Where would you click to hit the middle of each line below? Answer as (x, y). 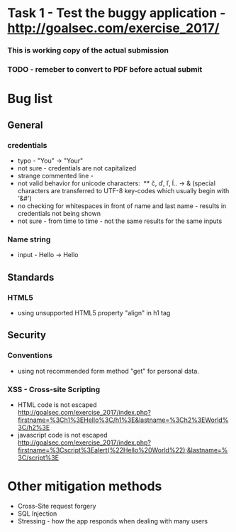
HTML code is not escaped (57, 405)
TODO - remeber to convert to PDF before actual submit (105, 70)
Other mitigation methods (85, 486)
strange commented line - (55, 175)
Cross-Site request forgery (57, 506)
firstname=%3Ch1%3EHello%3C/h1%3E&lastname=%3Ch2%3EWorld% (123, 420)
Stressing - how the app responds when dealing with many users (112, 521)
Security (27, 335)
